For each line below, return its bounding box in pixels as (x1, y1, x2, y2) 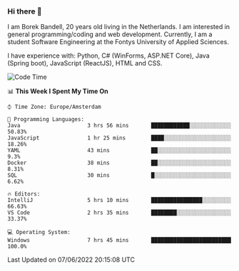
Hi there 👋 (7, 6, 43, 16)
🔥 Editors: (7, 191, 41, 198)
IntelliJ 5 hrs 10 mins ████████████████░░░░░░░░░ (7, 197, 232, 204)
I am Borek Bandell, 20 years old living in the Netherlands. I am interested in (7, 23, 230, 31)
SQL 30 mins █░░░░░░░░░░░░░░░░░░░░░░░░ (7, 172, 232, 179)
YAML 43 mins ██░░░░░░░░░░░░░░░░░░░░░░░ (7, 147, 232, 154)
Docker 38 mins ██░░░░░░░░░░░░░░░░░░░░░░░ (7, 159, 232, 166)
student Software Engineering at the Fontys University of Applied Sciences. (7, 38, 230, 46)
